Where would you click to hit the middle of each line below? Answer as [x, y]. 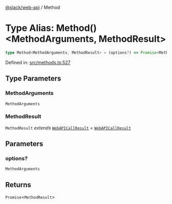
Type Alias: [30, 28]
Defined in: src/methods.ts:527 [38, 62]
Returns [18, 185]
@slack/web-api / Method [33, 7]
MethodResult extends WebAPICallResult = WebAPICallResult [68, 128]
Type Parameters [33, 79]
